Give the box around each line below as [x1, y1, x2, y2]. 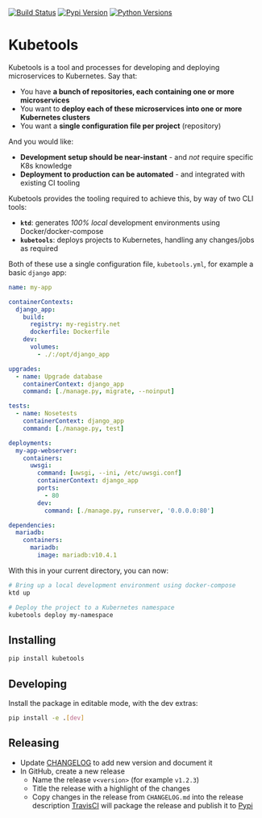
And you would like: [8, 136, 74, 146]
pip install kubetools [8, 654, 85, 663]
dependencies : [8, 521, 56, 529]
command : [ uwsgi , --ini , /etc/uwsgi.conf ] [37, 469, 182, 478]
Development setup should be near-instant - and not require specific [19, 152, 254, 161]
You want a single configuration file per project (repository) [19, 121, 222, 131]
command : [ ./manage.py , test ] [23, 424, 125, 432]
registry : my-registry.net [29, 320, 121, 328]
